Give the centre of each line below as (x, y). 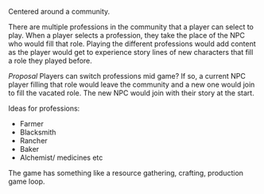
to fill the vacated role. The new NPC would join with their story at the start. (131, 93)
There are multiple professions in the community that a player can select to (131, 27)
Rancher (33, 141)
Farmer (31, 124)
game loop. (27, 181)
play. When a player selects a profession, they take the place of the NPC (126, 35)
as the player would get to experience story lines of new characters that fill (131, 52)
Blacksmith (38, 132)
